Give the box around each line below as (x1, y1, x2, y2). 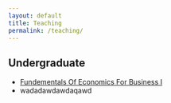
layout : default (8, 11, 62, 20)
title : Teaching (8, 19, 62, 27)
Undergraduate (8, 56, 86, 69)
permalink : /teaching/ (8, 26, 84, 34)
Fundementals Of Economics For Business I (19, 77, 163, 87)
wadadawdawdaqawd (19, 85, 92, 96)
